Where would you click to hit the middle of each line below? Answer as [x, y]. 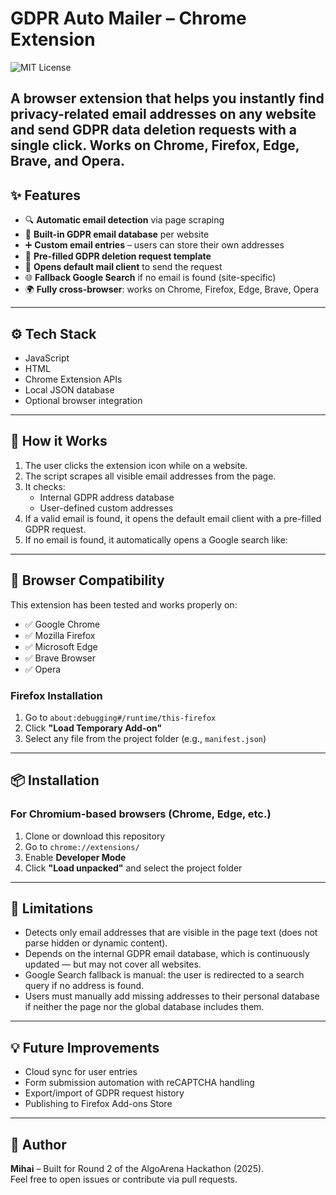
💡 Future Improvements [85, 1047]
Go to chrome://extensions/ [82, 846]
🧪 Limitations [52, 908]
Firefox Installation [56, 695]
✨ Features [45, 195]
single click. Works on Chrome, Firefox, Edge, [155, 145]
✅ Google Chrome [62, 624]
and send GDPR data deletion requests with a [153, 130]
